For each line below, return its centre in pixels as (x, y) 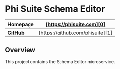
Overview (20, 50)
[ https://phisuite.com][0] (75, 24)
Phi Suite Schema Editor (55, 9)
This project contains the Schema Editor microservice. (60, 61)
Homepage (21, 24)
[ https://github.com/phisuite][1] (75, 33)
